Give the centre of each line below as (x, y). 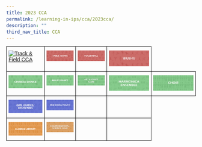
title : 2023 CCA (26, 13)
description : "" (26, 25)
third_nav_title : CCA (33, 32)
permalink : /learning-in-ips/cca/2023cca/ (60, 19)
